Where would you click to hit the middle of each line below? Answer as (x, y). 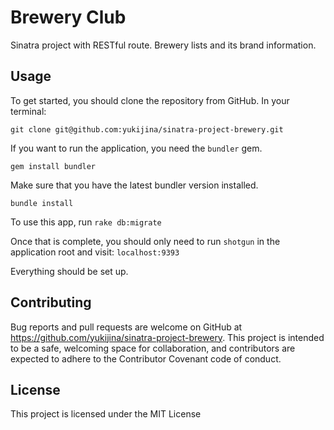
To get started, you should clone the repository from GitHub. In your (150, 100)
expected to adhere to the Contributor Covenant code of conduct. (146, 358)
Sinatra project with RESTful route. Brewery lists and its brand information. (163, 45)
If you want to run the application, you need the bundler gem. (136, 148)
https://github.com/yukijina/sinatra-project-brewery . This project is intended (167, 337)
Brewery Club (68, 17)
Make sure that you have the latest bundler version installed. (134, 185)
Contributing (51, 302)
